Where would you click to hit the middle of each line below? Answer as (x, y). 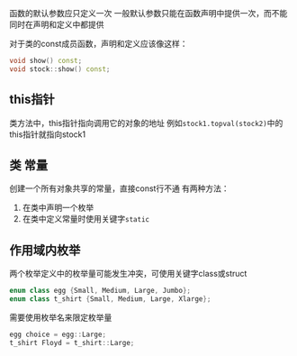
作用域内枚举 (45, 250)
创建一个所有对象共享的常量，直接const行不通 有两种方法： (119, 188)
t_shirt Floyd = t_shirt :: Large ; (72, 342)
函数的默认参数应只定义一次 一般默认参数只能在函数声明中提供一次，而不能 (148, 13)
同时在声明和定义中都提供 (57, 24)
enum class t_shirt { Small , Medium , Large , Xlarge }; (110, 299)
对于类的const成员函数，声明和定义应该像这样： (99, 44)
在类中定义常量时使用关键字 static (86, 219)
